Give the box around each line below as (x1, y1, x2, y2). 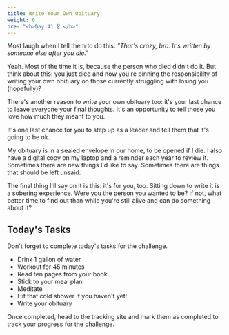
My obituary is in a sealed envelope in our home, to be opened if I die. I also (7, 146, 223, 155)
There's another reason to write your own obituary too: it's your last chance (7, 98, 222, 106)
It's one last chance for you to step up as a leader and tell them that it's (7, 125, 209, 134)
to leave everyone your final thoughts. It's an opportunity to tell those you (7, 105, 216, 114)
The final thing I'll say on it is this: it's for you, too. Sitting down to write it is (7, 182, 220, 190)
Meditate (17, 285, 43, 293)
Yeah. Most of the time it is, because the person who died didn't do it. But (7, 63, 216, 71)
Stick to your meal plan (17, 277, 83, 286)
